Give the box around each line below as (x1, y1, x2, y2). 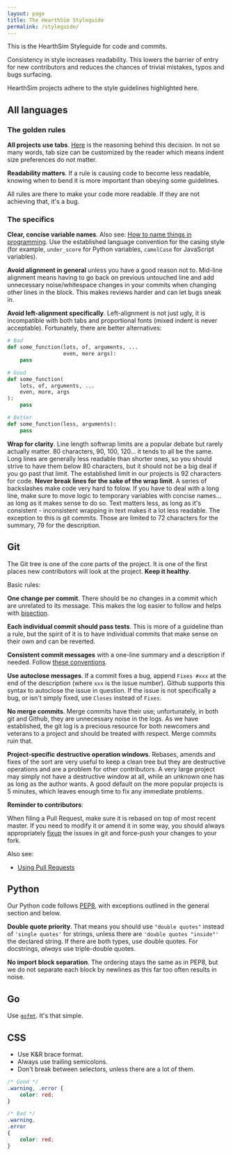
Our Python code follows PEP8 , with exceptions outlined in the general (7, 901, 209, 910)
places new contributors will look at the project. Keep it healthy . (7, 567, 191, 575)
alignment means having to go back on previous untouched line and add (7, 273, 214, 282)
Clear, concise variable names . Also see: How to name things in (7, 230, 193, 239)
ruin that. (7, 737, 33, 745)
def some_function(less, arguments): (7, 420, 117, 428)
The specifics (7, 214, 54, 224)
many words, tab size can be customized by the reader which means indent (7, 148, 225, 156)
